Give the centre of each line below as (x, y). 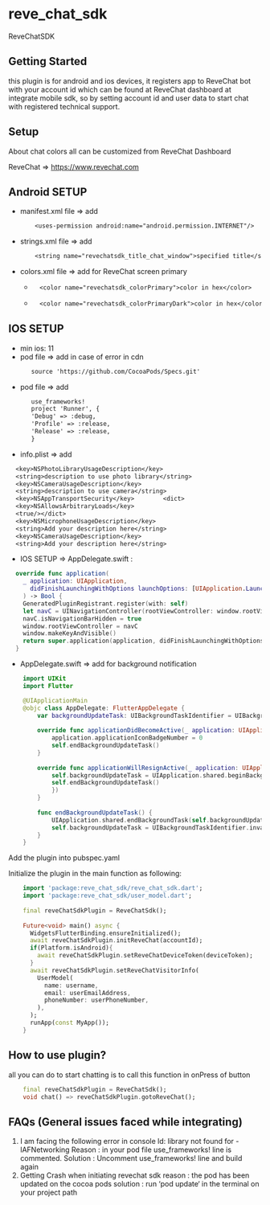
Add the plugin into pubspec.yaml (64, 858)
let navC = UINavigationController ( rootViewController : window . (133, 611)
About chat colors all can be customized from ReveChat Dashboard (120, 151)
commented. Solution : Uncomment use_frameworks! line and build (131, 1158)
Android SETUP (48, 192)
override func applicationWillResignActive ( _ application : (138, 768)
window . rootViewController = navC (80, 626)
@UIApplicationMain (55, 700)
